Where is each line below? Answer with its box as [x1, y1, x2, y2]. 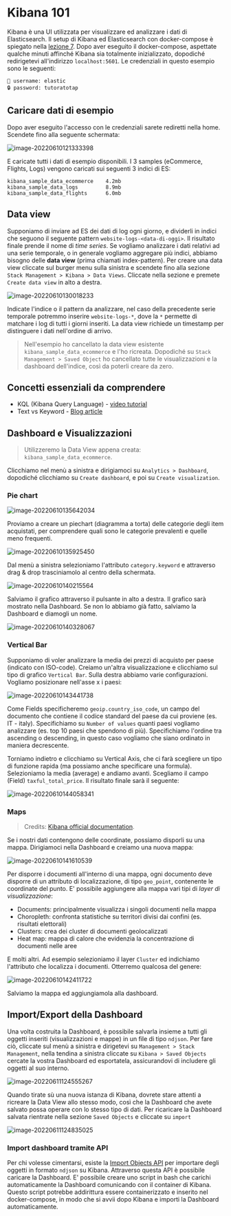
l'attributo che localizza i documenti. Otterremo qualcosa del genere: [7, 963, 201, 971]
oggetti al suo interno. [7, 1064, 69, 1072]
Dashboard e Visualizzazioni [7, 427, 132, 439]
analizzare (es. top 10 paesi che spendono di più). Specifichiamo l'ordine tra [7, 726, 222, 735]
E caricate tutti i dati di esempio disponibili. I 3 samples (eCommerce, [7, 157, 203, 165]
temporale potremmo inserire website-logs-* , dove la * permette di [7, 312, 197, 320]
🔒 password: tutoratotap [7, 84, 78, 91]
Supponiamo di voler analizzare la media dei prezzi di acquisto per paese [7, 656, 214, 664]
